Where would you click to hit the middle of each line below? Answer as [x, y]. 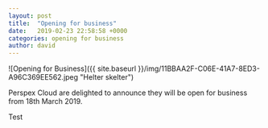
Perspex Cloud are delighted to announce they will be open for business [128, 93]
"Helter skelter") [107, 77]
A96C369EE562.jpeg [43, 77]
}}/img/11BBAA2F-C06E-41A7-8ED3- [199, 68]
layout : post [30, 16]
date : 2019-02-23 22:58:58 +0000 [68, 31]
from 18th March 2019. [45, 101]
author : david [32, 46]
